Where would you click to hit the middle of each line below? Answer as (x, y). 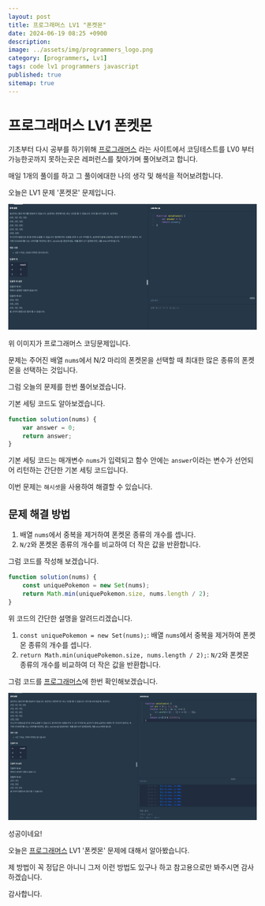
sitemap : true (32, 83)
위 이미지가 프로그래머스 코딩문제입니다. (69, 343)
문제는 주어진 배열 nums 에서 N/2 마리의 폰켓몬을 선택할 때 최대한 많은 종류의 (124, 360)
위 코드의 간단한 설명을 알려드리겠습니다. (70, 618)
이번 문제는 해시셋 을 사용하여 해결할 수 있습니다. (80, 487)
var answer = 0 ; (49, 427)
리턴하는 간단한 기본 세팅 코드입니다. (72, 470)
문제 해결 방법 (39, 514)
